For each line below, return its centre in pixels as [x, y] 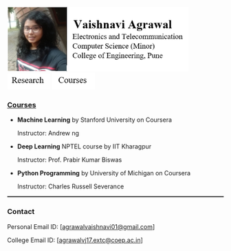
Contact [21, 212]
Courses [22, 105]
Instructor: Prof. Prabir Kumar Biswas [69, 160]
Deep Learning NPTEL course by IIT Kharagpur [84, 146]
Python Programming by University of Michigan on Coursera [104, 173]
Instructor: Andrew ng [48, 133]
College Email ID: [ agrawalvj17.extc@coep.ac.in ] [75, 240]
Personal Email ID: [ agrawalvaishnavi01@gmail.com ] [81, 226]
